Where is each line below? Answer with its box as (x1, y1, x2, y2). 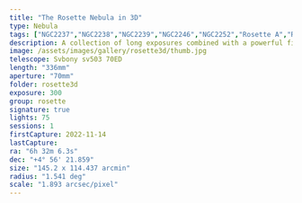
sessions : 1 (9, 122, 54, 131)
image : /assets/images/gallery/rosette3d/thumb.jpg (9, 47, 207, 56)
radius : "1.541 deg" (9, 172, 87, 181)
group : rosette (9, 96, 67, 106)
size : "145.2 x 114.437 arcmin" (9, 163, 130, 172)
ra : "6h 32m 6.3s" (9, 146, 78, 155)
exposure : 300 (9, 88, 63, 97)
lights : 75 (9, 113, 50, 122)
